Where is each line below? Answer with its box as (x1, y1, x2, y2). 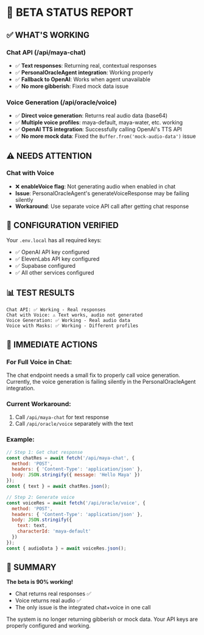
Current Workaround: (6, 400, 71, 408)
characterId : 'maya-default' (17, 528, 91, 534)
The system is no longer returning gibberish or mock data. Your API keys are (6, 615, 198, 623)
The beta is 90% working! (6, 578, 73, 586)
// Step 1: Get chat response (6, 449, 83, 455)
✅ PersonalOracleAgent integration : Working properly (15, 68, 153, 76)
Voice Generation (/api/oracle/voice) (6, 98, 117, 106)
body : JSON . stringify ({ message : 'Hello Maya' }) (12, 472, 140, 478)
